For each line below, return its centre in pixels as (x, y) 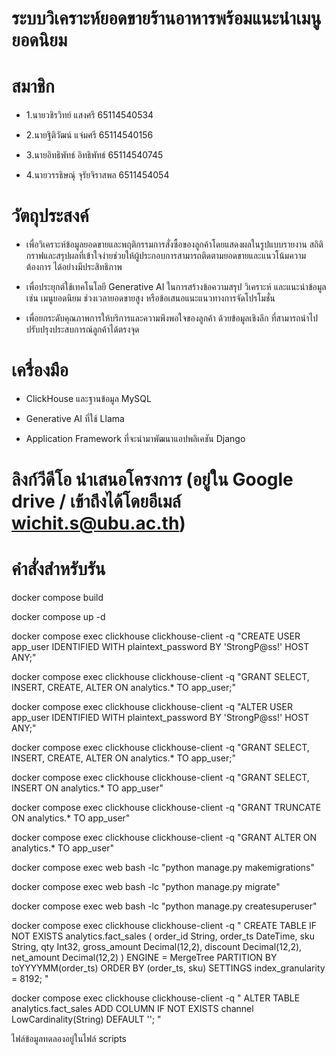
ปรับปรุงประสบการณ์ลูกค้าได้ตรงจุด (82, 329)
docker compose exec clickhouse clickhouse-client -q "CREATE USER (156, 636)
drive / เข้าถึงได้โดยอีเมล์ (96, 501)
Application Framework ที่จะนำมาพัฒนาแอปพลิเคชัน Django (135, 438)
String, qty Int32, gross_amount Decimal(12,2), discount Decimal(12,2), (157, 947)
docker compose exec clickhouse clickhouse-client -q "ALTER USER (152, 707)
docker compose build (57, 598)
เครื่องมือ (40, 370)
